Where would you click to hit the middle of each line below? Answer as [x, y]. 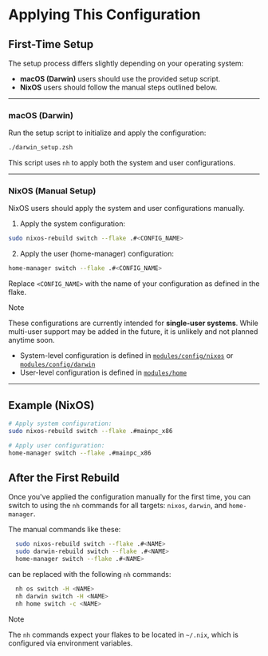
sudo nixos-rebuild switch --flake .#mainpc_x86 [91, 431]
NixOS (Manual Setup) [52, 191]
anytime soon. [32, 340]
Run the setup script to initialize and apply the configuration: [107, 133]
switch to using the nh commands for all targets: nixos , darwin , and [118, 506]
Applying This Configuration [104, 15]
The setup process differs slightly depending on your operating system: [126, 63]
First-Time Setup [51, 44]
